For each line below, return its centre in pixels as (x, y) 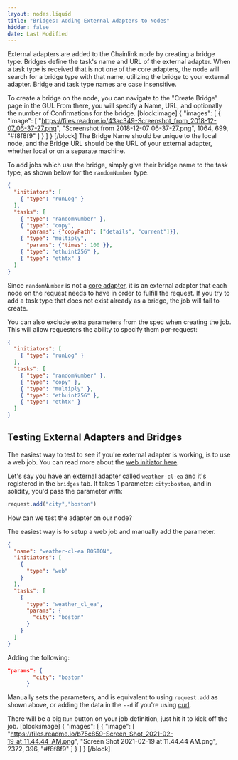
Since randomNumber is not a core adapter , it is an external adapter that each (117, 285)
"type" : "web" (47, 571)
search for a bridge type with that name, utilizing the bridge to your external (118, 77)
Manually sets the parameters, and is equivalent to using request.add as (113, 697)
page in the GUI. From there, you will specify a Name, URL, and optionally (115, 106)
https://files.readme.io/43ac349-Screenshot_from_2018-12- (129, 121)
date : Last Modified (38, 34)
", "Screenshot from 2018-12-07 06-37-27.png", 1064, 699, (142, 128)
